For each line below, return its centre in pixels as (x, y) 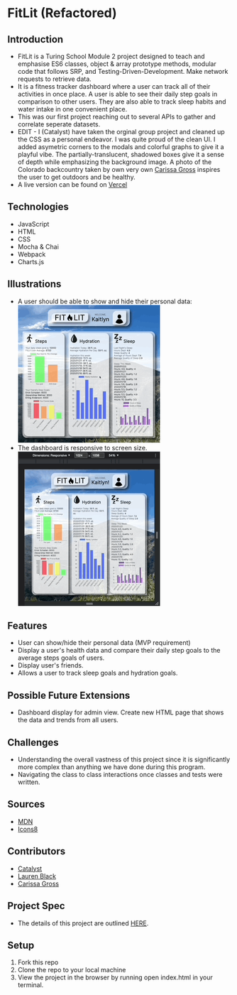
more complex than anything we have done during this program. (111, 767)
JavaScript (33, 224)
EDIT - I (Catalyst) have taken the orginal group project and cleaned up (121, 132)
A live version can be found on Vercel (72, 185)
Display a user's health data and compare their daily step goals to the (119, 651)
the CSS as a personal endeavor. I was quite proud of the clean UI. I (116, 139)
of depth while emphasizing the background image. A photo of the (115, 162)
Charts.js (31, 261)
